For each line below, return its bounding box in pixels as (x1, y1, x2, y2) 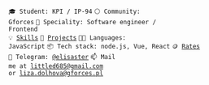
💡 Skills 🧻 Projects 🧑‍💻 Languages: (8, 34, 126, 42)
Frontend (8, 25, 38, 33)
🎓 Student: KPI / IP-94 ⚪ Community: (8, 7, 141, 15)
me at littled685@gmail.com (8, 62, 104, 70)
